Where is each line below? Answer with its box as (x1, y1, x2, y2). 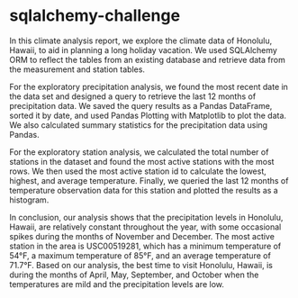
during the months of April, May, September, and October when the (9, 269, 259, 280)
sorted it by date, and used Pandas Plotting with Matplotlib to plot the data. (9, 110, 286, 121)
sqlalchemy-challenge (9, 5, 181, 26)
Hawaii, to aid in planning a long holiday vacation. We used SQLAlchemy (9, 44, 277, 55)
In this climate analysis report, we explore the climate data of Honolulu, (9, 35, 273, 46)
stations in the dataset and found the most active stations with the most (9, 156, 275, 167)
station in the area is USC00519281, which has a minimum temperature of (9, 240, 282, 251)
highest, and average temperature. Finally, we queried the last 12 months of (9, 175, 289, 185)
